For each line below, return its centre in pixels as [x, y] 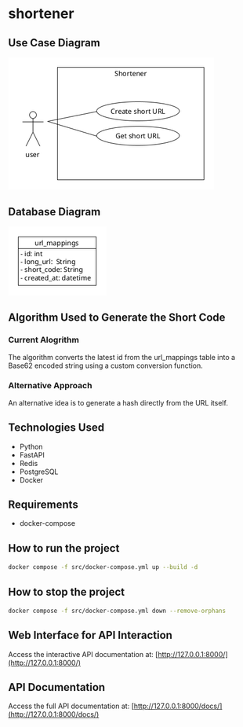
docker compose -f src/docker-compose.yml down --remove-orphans [117, 611]
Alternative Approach [50, 386]
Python [31, 446]
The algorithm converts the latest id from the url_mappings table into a [122, 357]
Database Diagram [54, 212]
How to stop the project [67, 591]
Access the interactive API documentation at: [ [83, 654]
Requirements [43, 505]
